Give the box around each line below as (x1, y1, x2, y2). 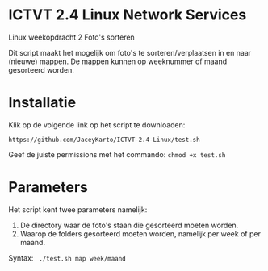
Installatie (8, 94, 77, 112)
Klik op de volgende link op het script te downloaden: (8, 119, 186, 130)
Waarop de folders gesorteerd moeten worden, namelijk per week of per (19, 228, 261, 239)
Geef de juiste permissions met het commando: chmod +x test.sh (8, 149, 226, 159)
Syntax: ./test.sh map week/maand (8, 252, 127, 263)
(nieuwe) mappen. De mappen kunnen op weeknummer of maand (8, 56, 228, 66)
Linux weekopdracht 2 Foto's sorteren (8, 32, 135, 42)
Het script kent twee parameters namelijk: (8, 204, 148, 215)
